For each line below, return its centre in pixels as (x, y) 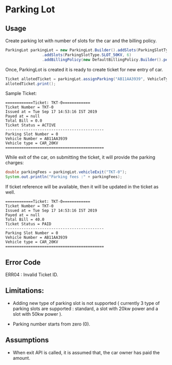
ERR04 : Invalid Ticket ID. (32, 274)
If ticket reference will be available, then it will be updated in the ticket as (82, 187)
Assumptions (27, 340)
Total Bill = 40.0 (25, 220)
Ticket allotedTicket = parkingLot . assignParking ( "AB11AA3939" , (75, 79)
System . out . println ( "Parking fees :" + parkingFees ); (64, 177)
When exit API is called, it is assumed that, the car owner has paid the (86, 352)
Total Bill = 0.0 (24, 121)
